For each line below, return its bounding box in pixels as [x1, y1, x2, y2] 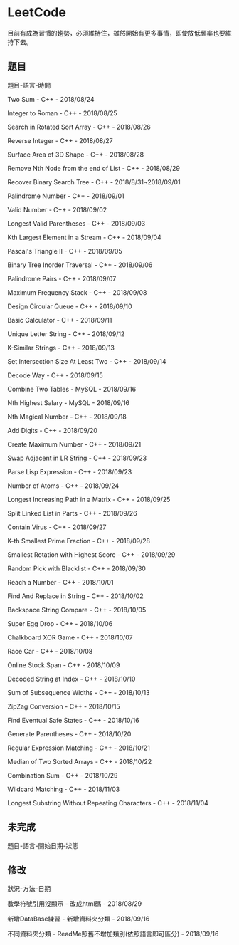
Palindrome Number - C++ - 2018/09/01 [7, 192, 124, 200]
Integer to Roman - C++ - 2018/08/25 [7, 108, 117, 118]
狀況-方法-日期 [7, 884, 51, 893]
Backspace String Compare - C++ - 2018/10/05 [7, 605, 147, 614]
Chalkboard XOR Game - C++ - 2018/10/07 [7, 633, 133, 642]
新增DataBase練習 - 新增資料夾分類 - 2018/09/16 [7, 914, 150, 923]
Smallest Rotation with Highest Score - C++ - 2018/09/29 [7, 550, 176, 559]
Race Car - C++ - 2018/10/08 [7, 647, 93, 655]
